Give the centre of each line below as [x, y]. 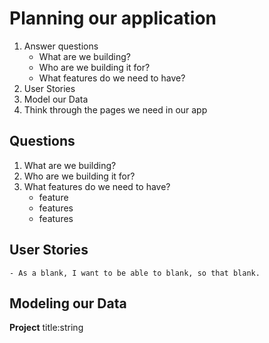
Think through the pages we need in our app [115, 109]
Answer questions [61, 46]
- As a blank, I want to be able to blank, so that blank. [135, 273]
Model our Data [56, 99]
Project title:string [46, 328]
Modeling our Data [68, 303]
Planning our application [113, 18]
